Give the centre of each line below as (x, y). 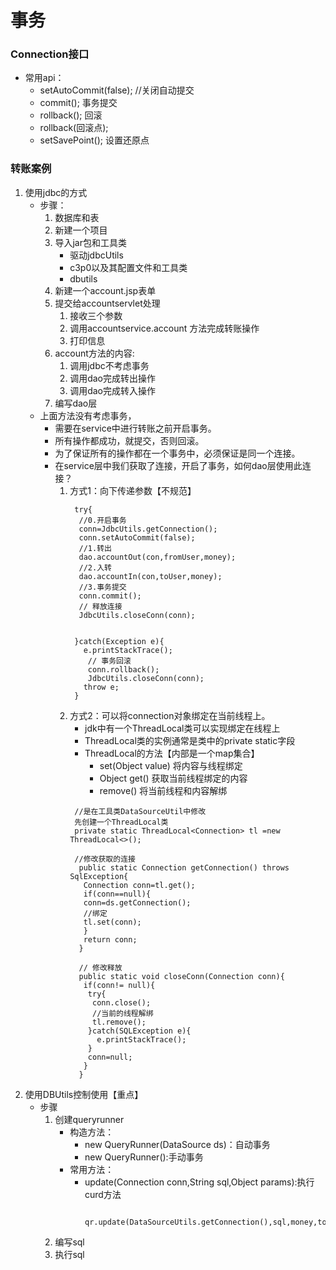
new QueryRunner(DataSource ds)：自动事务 (177, 1144)
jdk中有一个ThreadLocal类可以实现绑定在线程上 (182, 728)
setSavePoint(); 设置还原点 (94, 140)
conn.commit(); (110, 596)
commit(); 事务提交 (78, 103)
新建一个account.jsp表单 (105, 290)
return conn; (110, 939)
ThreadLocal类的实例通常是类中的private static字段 (190, 740)
